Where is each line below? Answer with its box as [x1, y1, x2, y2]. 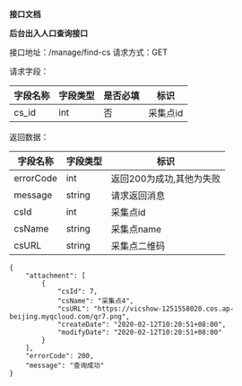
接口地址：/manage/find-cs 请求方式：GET [9, 47, 169, 57]
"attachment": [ [25, 271, 87, 280]
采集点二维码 [110, 240, 166, 252]
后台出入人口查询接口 [9, 28, 88, 39]
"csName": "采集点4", [56, 296, 134, 305]
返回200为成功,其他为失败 [110, 172, 221, 185]
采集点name [110, 224, 162, 235]
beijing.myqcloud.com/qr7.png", [9, 312, 130, 321]
